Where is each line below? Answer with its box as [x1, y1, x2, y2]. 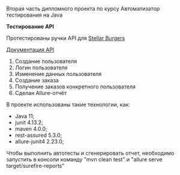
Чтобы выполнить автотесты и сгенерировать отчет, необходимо [6, 149, 175, 156]
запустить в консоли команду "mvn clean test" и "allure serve [6, 156, 163, 163]
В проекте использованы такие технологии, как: [6, 101, 130, 108]
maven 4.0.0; [14, 125, 48, 132]
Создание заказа [14, 77, 59, 84]
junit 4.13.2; [14, 119, 43, 126]
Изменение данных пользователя [14, 70, 102, 77]
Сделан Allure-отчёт [14, 90, 67, 96]
